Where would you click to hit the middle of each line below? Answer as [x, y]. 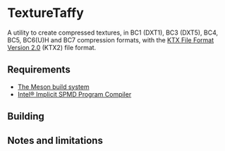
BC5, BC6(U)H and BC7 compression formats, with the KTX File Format [110, 40]
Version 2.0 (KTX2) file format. [52, 47]
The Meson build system [53, 87]
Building [26, 117]
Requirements [39, 70]
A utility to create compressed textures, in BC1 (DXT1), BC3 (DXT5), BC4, [113, 32]
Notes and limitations [55, 140]
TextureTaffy [46, 13]
